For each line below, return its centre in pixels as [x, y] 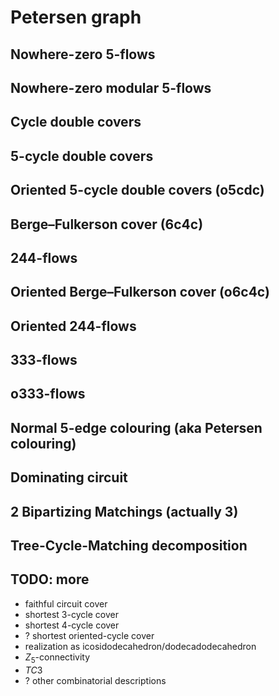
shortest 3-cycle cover [71, 614]
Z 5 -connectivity [57, 658]
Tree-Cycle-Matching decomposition [129, 546]
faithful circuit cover [66, 603]
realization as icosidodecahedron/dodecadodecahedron [140, 646]
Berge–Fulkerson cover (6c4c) [107, 224]
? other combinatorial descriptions [95, 680]
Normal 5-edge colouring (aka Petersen [136, 427]
